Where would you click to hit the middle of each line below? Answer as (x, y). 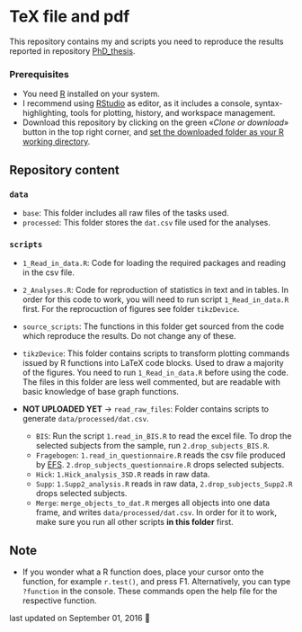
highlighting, (45, 113)
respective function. (59, 601)
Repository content (64, 169)
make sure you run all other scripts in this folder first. (134, 522)
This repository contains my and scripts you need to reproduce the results (147, 41)
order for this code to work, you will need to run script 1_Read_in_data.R (155, 299)
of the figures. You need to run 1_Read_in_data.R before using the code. (155, 373)
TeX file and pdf (70, 17)
